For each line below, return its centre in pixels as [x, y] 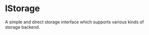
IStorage [22, 9]
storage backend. [22, 27]
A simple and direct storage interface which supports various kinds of [74, 22]
